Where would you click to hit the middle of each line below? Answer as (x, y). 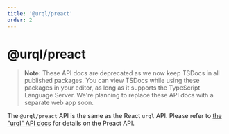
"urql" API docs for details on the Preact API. (71, 123)
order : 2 (20, 20)
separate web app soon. (59, 103)
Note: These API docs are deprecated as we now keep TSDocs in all (122, 73)
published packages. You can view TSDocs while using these (112, 81)
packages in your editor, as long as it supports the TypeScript (112, 88)
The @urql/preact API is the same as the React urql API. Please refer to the (114, 116)
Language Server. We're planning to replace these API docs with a (119, 95)
